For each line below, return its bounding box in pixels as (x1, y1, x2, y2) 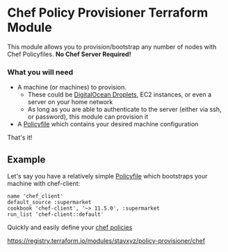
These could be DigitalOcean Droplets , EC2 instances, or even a (27, 90, 212, 99)
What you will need (7, 67, 74, 77)
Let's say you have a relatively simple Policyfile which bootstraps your (7, 172, 208, 180)
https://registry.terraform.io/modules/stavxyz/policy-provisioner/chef (7, 237, 206, 245)
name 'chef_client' (7, 193, 64, 200)
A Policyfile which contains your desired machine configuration (17, 120, 199, 128)
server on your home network (27, 98, 113, 106)
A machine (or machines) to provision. (17, 83, 127, 92)
